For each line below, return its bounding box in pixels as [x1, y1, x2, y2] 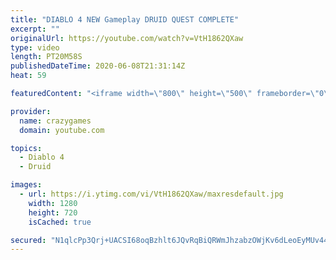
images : [10, 180, 43, 190]
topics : [10, 143, 43, 153]
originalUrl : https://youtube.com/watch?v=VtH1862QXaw [10, 33, 244, 43]
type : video [10, 42, 60, 53]
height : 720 [28, 207, 78, 218]
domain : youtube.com [19, 125, 105, 135]
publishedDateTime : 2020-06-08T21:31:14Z [10, 61, 186, 71]
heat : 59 [10, 71, 47, 81]
